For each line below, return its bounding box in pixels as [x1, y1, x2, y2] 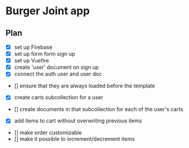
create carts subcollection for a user [14, 94, 103, 101]
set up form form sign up [14, 51, 75, 58]
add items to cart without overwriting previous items [14, 117, 142, 124]
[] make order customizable [14, 129, 82, 136]
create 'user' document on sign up [14, 64, 99, 71]
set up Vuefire [14, 57, 49, 64]
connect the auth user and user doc [14, 70, 102, 78]
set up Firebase [14, 43, 53, 51]
